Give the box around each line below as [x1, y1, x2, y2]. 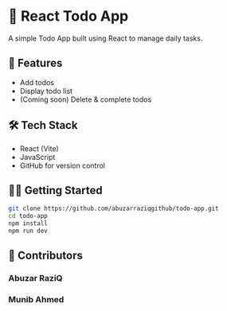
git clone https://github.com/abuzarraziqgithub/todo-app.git [8, 204, 219, 213]
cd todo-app [8, 212, 48, 220]
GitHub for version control [19, 161, 106, 170]
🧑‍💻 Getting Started [8, 183, 103, 197]
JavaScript [19, 152, 56, 161]
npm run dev [8, 227, 48, 235]
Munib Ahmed [8, 294, 65, 305]
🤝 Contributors [8, 249, 84, 262]
